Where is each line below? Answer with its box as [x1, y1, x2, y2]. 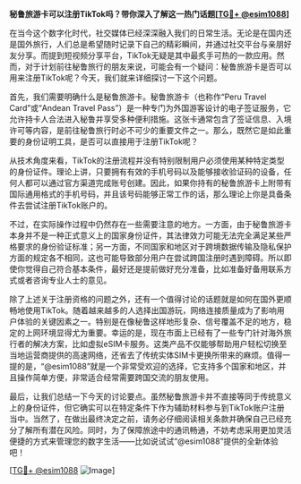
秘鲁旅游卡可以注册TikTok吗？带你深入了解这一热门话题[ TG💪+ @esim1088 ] [9, 9, 289, 19]
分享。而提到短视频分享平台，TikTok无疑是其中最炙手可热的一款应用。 [16, 50, 278, 61]
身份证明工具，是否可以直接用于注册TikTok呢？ [24, 136, 199, 147]
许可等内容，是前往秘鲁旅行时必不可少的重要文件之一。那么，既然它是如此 [9, 125, 284, 135]
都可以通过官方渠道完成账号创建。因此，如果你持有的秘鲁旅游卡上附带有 [24, 178, 292, 188]
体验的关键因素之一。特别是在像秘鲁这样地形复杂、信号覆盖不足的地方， [16, 317, 284, 327]
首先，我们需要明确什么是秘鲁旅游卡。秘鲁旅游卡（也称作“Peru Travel [9, 91, 267, 102]
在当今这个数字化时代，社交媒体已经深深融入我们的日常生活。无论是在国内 [9, 28, 284, 38]
